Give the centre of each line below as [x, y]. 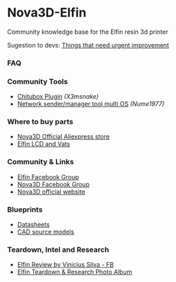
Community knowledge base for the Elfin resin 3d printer [88, 32]
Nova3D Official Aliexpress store [63, 137]
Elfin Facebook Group [48, 177]
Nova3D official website [51, 192]
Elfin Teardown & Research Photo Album [75, 272]
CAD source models [46, 232]
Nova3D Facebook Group [53, 184]
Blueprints [25, 210]
